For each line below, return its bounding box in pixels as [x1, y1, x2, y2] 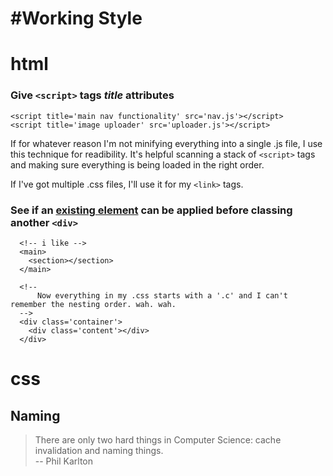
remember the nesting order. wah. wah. [10, 299, 177, 309]
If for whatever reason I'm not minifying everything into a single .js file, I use [10, 137, 323, 149]
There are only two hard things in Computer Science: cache [34, 433, 282, 446]
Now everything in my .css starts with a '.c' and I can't [36, 290, 288, 301]
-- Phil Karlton [34, 455, 94, 467]
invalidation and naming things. [34, 444, 164, 456]
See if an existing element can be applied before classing [10, 203, 293, 217]
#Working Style [10, 7, 143, 30]
